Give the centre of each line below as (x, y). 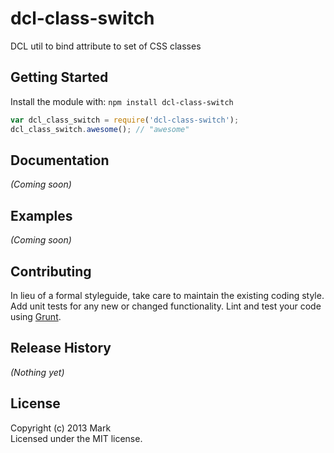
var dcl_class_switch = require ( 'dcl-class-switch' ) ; (125, 120)
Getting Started (59, 77)
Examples (41, 215)
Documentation (60, 160)
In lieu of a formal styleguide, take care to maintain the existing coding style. (167, 295)
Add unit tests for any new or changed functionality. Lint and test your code (166, 306)
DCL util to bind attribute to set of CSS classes (106, 46)
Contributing (51, 271)
